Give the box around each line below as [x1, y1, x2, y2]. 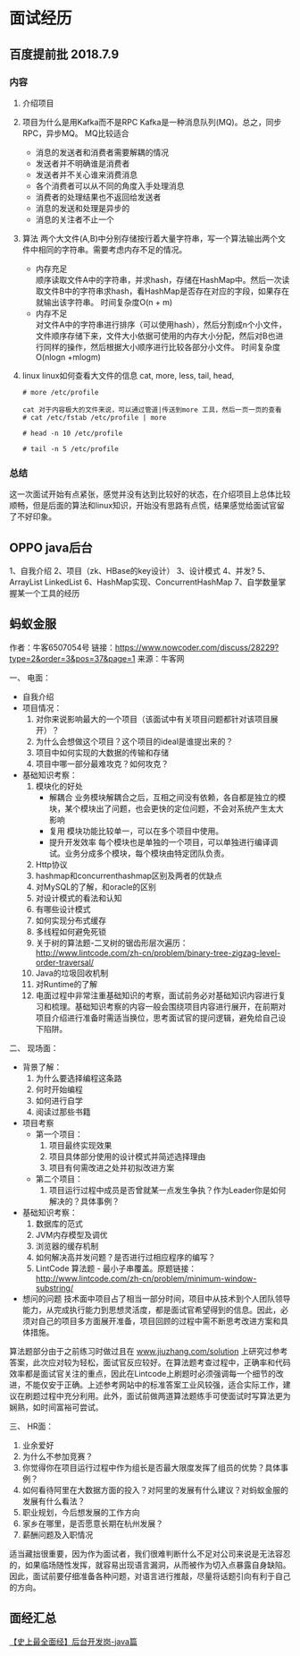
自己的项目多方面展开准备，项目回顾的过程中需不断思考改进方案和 [37, 1315, 281, 1326]
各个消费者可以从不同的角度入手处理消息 [35, 180, 185, 191]
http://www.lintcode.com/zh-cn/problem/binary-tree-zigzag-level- [35, 947, 281, 958]
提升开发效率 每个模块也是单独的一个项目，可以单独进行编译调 [48, 836, 279, 847]
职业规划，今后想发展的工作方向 [21, 1507, 140, 1517]
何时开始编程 [35, 1084, 83, 1095]
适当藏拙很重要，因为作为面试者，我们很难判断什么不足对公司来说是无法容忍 [9, 1548, 291, 1558]
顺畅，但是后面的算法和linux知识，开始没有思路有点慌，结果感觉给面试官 [9, 500, 277, 511]
